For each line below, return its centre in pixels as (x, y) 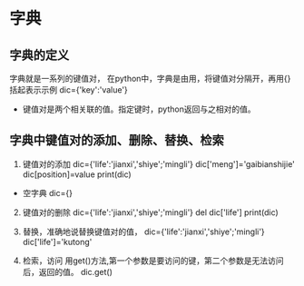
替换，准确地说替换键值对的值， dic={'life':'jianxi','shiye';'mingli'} (143, 232)
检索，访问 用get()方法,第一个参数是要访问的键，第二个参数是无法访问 (153, 261)
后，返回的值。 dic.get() (68, 271)
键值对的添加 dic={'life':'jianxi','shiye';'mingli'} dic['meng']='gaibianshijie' (158, 163)
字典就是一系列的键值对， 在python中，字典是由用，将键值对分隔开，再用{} (150, 79)
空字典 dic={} (47, 192)
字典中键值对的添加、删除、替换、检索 (117, 140)
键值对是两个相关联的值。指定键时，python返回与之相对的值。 (139, 109)
